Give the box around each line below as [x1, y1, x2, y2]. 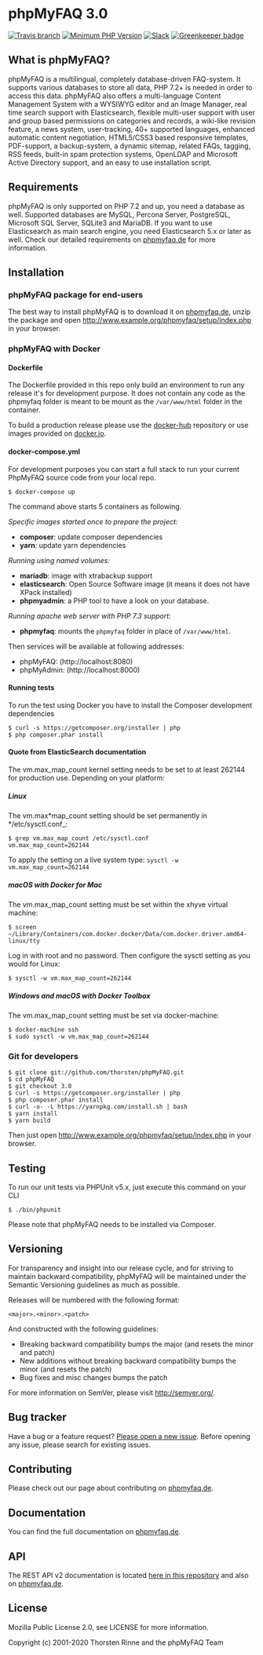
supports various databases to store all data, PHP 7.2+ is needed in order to [8, 82, 253, 92]
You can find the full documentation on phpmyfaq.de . [8, 1527, 181, 1536]
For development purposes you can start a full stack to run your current [8, 464, 239, 473]
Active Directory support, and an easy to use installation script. [8, 158, 212, 167]
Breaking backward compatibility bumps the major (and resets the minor [19, 1339, 254, 1349]
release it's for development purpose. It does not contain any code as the [8, 389, 246, 398]
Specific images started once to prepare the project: [8, 517, 178, 526]
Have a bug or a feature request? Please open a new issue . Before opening [8, 1431, 251, 1441]
